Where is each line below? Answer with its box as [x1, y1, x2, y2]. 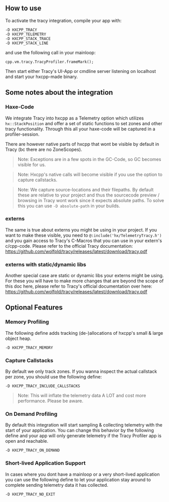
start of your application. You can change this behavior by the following [5, 428, 154, 434]
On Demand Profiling [5, 410, 58, 417]
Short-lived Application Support [5, 459, 86, 467]
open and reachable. [5, 438, 49, 444]
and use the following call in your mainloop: [5, 49, 96, 55]
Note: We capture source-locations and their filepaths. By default [17, 186, 154, 192]
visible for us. [17, 162, 46, 168]
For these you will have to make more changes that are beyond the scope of [5, 278, 164, 284]
